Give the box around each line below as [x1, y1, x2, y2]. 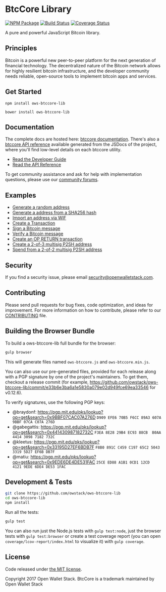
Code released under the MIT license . [5, 566, 82, 572]
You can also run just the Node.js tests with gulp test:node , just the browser [5, 528, 162, 534]
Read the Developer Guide [12, 156, 66, 162]
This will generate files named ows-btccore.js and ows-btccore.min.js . [5, 358, 150, 364]
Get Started [5, 88, 42, 96]
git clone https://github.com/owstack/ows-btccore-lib [5, 491, 121, 496]
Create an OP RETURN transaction [12, 236, 83, 242]
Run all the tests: [5, 509, 39, 515]
